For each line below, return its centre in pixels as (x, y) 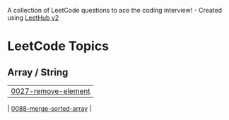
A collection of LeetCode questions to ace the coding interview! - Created (115, 10)
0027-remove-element (51, 91)
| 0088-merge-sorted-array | (49, 108)
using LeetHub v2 (33, 18)
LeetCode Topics (58, 46)
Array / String (38, 72)
